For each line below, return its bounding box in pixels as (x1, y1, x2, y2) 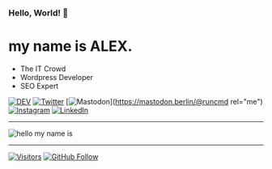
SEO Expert (19, 81, 59, 91)
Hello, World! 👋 (8, 7, 69, 19)
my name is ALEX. (8, 37, 133, 56)
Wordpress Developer (19, 72, 93, 82)
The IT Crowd (19, 64, 66, 74)
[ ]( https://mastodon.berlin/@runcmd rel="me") (66, 96, 263, 106)
